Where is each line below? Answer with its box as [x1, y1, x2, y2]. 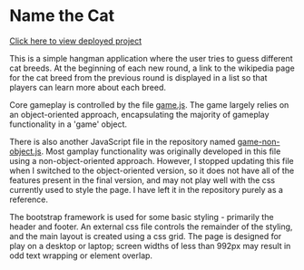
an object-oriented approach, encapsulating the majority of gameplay [9, 109, 270, 120]
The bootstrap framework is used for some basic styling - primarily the [9, 211, 274, 222]
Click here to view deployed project [9, 35, 142, 46]
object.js [9, 146, 42, 157]
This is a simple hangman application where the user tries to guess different [9, 53, 293, 63]
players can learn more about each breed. [9, 82, 166, 92]
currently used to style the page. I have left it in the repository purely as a [9, 184, 284, 195]
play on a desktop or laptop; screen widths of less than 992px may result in [9, 240, 291, 251]
